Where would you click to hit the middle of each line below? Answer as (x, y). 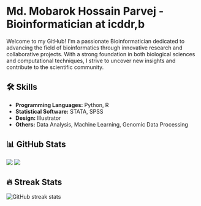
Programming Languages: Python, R (62, 105)
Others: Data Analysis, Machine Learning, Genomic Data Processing (102, 124)
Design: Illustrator (38, 118)
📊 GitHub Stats (36, 145)
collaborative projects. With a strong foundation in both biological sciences (101, 54)
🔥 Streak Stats (34, 182)
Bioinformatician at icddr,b (76, 24)
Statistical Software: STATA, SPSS (59, 111)
